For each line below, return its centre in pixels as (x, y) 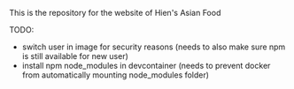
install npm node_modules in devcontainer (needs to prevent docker (146, 66)
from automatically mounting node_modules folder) (116, 75)
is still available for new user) (75, 56)
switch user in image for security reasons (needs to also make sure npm (154, 47)
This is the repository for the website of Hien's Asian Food (115, 13)
